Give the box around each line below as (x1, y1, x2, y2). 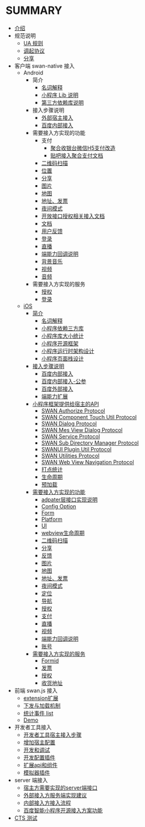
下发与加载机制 (23, 702, 61, 709)
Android (23, 69, 43, 76)
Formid (41, 657, 60, 664)
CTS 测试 (14, 814, 37, 822)
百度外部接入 (41, 385, 73, 392)
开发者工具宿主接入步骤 (23, 731, 82, 738)
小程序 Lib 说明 (41, 91, 79, 99)
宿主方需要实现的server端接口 (23, 784, 97, 791)
